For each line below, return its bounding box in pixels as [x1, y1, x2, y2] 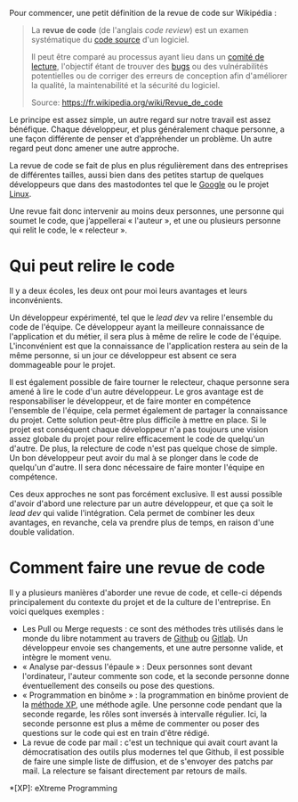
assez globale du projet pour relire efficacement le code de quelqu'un [9, 433, 265, 444]
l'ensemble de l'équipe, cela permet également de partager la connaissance [9, 405, 288, 415]
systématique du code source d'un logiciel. [30, 35, 189, 45]
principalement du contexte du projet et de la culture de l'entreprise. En [9, 596, 271, 607]
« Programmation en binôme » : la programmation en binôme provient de [21, 690, 289, 700]
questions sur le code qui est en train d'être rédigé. [21, 727, 210, 738]
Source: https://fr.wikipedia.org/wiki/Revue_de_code [30, 97, 223, 108]
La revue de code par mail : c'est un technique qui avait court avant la [21, 737, 278, 748]
